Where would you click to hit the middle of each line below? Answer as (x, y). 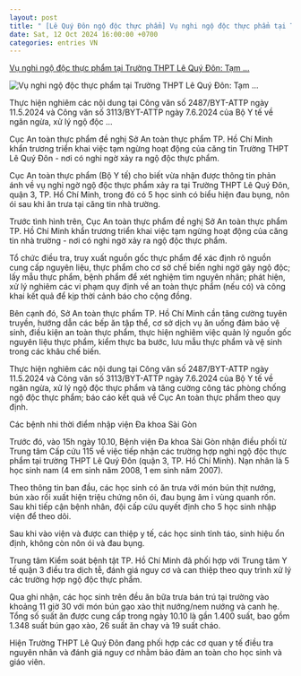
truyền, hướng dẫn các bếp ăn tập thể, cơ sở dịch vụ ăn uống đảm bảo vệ (145, 323)
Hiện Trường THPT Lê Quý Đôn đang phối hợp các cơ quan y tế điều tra (142, 643)
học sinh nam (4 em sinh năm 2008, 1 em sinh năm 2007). (116, 471)
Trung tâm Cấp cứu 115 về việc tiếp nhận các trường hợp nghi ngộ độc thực (148, 451)
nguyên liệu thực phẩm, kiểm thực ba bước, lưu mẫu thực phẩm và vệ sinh (146, 342)
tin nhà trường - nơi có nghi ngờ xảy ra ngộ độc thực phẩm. (118, 241)
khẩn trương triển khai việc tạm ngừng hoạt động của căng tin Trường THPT (149, 149)
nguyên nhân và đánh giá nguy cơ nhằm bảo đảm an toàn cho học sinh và (146, 653)
